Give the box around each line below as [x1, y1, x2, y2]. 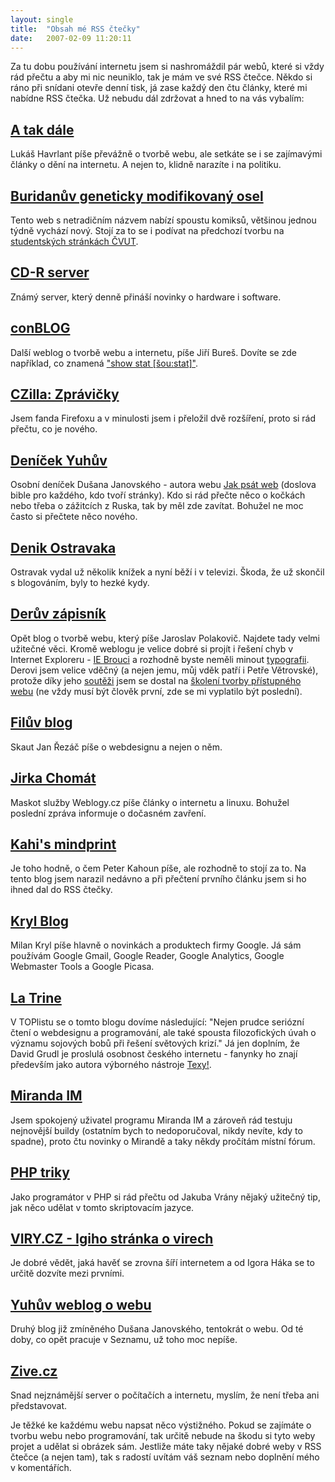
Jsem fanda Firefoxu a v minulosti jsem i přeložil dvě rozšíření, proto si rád [10, 412, 317, 425]
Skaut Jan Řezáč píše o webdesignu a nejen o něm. [10, 741, 223, 753]
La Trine [10, 989, 62, 1006]
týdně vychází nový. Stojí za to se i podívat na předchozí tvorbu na [10, 225, 285, 236]
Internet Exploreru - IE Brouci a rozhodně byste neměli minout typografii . [10, 653, 310, 665]
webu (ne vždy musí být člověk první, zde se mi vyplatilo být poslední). [10, 685, 303, 697]
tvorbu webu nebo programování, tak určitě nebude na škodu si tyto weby [10, 1430, 316, 1441]
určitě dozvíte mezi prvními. [10, 1267, 125, 1280]
